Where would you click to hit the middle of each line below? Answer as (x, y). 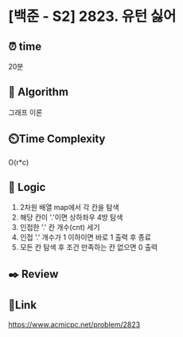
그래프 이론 (25, 112)
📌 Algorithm (39, 92)
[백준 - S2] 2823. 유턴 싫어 (92, 16)
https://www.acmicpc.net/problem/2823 (74, 324)
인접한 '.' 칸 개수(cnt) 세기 (60, 228)
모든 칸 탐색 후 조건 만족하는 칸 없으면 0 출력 (88, 248)
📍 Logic (27, 187)
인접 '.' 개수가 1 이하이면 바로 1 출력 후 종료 (85, 237)
